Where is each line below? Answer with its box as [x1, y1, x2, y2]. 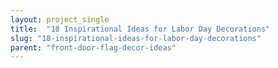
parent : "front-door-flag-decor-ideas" [10, 42, 177, 53]
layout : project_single [10, 14, 110, 25]
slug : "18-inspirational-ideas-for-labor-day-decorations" [10, 33, 262, 43]
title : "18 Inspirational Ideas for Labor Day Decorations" [10, 24, 271, 34]
